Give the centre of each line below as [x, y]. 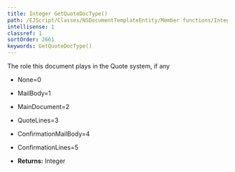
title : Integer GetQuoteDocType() [58, 14]
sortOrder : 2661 [31, 40]
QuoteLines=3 [38, 120]
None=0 [29, 80]
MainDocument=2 [43, 107]
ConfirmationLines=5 [48, 147]
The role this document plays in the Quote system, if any [88, 66]
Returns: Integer [41, 161]
